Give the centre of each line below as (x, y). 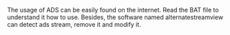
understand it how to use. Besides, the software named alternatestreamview (115, 17)
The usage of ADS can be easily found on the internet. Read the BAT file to (113, 10)
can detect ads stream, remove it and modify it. (74, 24)
